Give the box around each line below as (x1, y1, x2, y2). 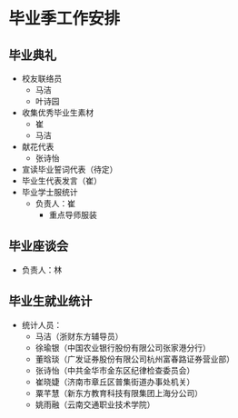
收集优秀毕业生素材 (21, 107, 94, 118)
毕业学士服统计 (21, 187, 78, 197)
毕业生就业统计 (8, 294, 93, 309)
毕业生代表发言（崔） (21, 175, 102, 186)
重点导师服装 (48, 210, 97, 220)
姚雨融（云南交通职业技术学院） (35, 399, 155, 410)
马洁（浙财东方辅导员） (35, 331, 124, 342)
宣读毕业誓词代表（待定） (21, 164, 118, 174)
